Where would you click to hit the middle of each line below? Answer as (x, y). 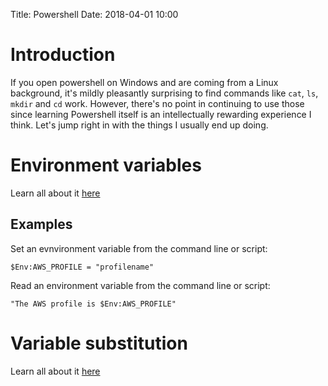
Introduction (63, 55)
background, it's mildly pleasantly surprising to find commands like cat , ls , (164, 93)
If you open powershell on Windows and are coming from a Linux (144, 82)
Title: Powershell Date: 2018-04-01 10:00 (94, 14)
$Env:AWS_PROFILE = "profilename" (82, 267)
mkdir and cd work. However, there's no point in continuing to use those (157, 103)
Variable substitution (99, 343)
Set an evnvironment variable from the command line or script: (139, 248)
